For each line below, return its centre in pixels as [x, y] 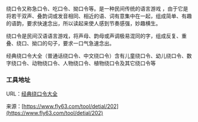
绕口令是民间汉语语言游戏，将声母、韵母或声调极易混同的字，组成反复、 [94, 36]
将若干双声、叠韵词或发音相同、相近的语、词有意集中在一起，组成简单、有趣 [99, 16]
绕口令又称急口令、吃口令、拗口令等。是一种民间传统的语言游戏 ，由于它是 [97, 9]
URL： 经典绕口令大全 [32, 94]
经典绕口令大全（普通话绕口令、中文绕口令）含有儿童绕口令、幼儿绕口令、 [96, 56]
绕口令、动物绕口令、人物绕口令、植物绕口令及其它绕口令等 [83, 63]
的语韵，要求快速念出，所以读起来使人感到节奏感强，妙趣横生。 [83, 23]
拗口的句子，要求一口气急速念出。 [73, 43]
